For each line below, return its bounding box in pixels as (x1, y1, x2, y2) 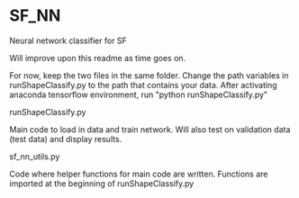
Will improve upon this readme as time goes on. (9, 52, 186, 63)
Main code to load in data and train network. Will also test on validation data (9, 123, 291, 135)
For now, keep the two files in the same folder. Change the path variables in (9, 69, 289, 81)
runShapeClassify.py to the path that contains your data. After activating (9, 79, 277, 90)
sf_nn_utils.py (9, 150, 60, 162)
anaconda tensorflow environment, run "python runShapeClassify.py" (9, 89, 268, 100)
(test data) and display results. (9, 133, 122, 144)
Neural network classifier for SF (9, 35, 128, 46)
